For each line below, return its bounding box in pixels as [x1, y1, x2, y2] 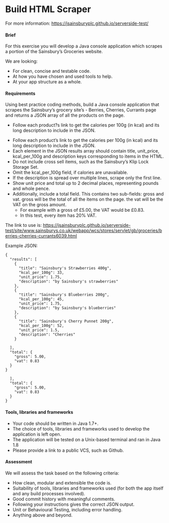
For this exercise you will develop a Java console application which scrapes [5, 43, 162, 49]
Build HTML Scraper [5, 4, 91, 15]
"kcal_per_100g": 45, [18, 297, 65, 302]
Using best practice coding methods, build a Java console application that [5, 102, 159, 108]
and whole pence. [12, 185, 50, 192]
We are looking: [5, 58, 38, 64]
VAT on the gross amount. [12, 202, 67, 208]
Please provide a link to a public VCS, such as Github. [12, 447, 124, 453]
